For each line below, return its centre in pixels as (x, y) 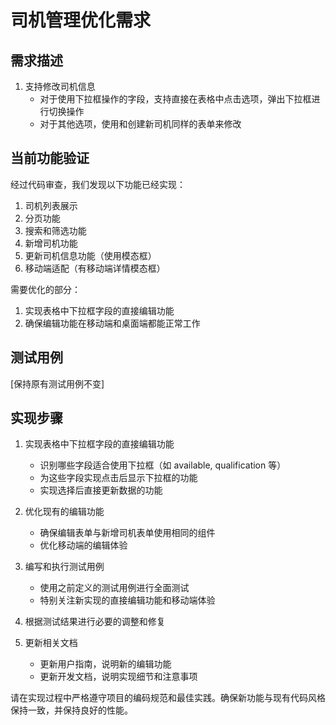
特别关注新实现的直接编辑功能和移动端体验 (127, 600)
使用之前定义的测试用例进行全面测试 (114, 588)
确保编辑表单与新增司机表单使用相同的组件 (127, 533)
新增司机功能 (51, 243)
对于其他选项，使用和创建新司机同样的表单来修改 (140, 124)
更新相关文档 (51, 643)
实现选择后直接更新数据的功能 (101, 490)
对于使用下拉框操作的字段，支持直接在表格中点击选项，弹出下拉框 (175, 99)
